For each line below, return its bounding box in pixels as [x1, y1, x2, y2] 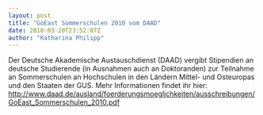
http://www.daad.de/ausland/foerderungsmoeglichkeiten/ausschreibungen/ [8, 89, 256, 99]
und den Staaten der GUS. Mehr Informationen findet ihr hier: [8, 81, 208, 90]
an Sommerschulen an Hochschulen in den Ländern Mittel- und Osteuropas [8, 72, 255, 82]
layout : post [8, 11, 51, 20]
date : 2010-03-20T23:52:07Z [8, 26, 101, 34]
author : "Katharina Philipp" [8, 33, 105, 42]
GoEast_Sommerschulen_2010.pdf [8, 98, 120, 107]
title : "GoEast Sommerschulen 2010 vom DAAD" [8, 19, 161, 27]
